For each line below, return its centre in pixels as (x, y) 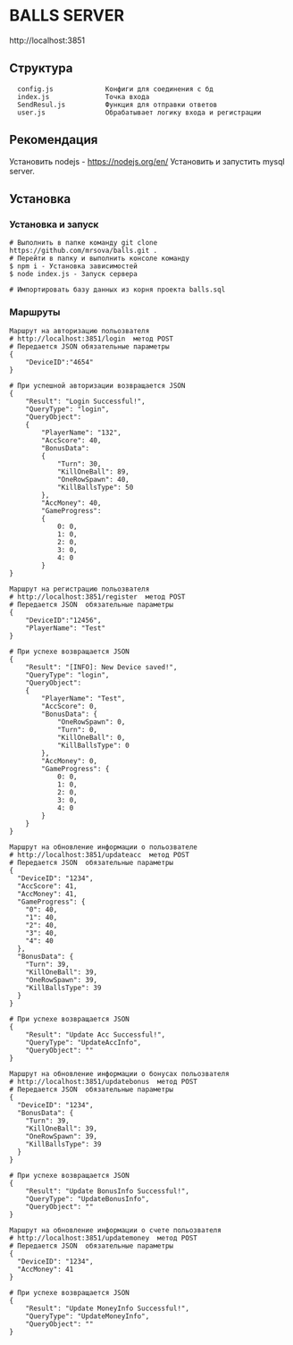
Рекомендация (54, 140)
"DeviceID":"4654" (59, 362)
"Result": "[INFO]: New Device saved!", (101, 667)
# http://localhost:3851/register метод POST (97, 597)
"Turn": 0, (77, 729)
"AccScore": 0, (70, 706)
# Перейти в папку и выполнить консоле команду (100, 259)
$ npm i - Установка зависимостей (74, 266)
